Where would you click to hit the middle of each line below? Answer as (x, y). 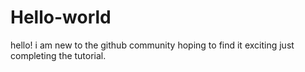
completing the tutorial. (58, 55)
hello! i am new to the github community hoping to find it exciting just (152, 45)
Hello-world (61, 17)
